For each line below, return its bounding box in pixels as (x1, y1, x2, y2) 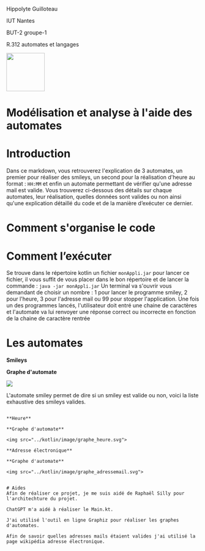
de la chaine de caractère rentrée (6, 315, 91, 322)
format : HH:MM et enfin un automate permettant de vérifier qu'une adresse (6, 180, 193, 187)
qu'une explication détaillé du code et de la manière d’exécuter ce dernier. (6, 200, 193, 207)
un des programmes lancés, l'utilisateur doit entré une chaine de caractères (6, 302, 197, 309)
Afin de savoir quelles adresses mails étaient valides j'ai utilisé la (6, 533, 196, 539)
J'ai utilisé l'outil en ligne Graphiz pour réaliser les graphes (6, 517, 179, 523)
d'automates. (6, 523, 40, 529)
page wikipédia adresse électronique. (6, 539, 105, 545)
